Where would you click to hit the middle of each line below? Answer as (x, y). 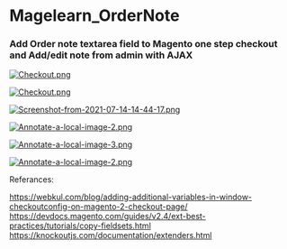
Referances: (31, 180)
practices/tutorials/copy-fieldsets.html (80, 226)
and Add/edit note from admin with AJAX (101, 55)
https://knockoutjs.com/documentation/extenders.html (111, 235)
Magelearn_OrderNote (94, 16)
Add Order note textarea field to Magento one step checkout (143, 44)
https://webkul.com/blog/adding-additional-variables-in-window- (131, 197)
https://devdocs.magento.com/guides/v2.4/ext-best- (108, 217)
